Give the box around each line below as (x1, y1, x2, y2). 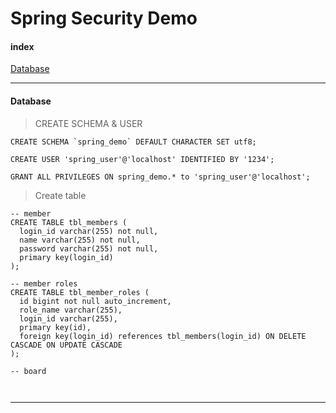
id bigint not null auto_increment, (19, 296, 172, 306)
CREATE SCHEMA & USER (34, 117, 143, 129)
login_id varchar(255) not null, (19, 226, 159, 236)
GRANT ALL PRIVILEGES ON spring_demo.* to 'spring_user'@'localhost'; (10, 172, 311, 182)
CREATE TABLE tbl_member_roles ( (10, 287, 150, 297)
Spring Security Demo (10, 7, 198, 30)
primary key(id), (19, 322, 92, 332)
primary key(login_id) (19, 252, 114, 262)
